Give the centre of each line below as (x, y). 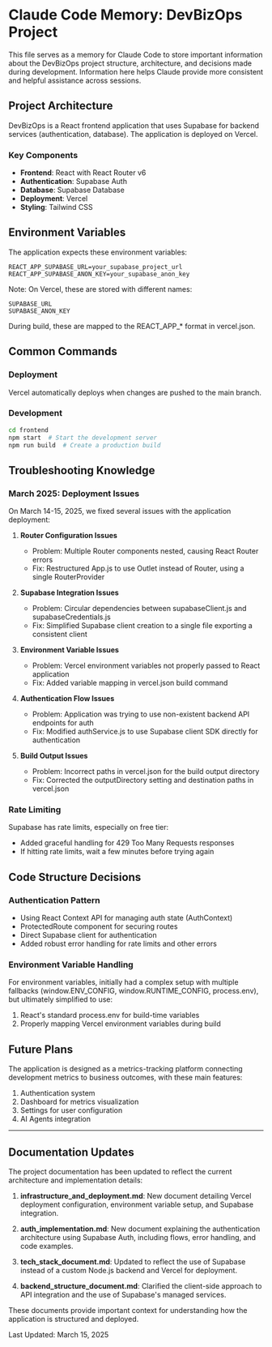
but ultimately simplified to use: (61, 999)
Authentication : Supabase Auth (74, 182)
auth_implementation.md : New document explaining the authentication (140, 1229)
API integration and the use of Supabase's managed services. (123, 1295)
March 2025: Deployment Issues (74, 494)
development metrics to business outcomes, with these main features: (125, 1078)
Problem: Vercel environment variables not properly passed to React (146, 665)
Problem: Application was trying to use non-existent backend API (141, 714)
